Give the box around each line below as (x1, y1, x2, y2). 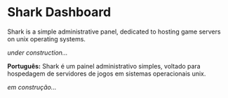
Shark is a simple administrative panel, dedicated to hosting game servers (7, 27, 221, 36)
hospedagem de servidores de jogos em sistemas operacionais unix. (7, 69, 206, 78)
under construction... (7, 48, 68, 57)
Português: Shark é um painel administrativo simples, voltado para (7, 62, 201, 70)
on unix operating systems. (7, 34, 86, 43)
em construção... (7, 83, 57, 91)
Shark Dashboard (7, 4, 112, 20)
